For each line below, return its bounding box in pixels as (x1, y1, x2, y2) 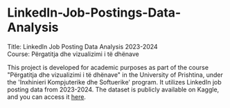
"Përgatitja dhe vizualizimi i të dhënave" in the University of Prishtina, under (7, 71, 223, 79)
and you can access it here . (7, 92, 87, 101)
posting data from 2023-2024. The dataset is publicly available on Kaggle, (7, 85, 220, 93)
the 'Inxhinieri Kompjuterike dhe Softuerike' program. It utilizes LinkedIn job (7, 78, 222, 86)
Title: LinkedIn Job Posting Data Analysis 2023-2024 (7, 42, 158, 51)
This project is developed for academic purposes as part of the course (7, 63, 209, 71)
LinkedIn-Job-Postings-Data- (7, 5, 182, 21)
